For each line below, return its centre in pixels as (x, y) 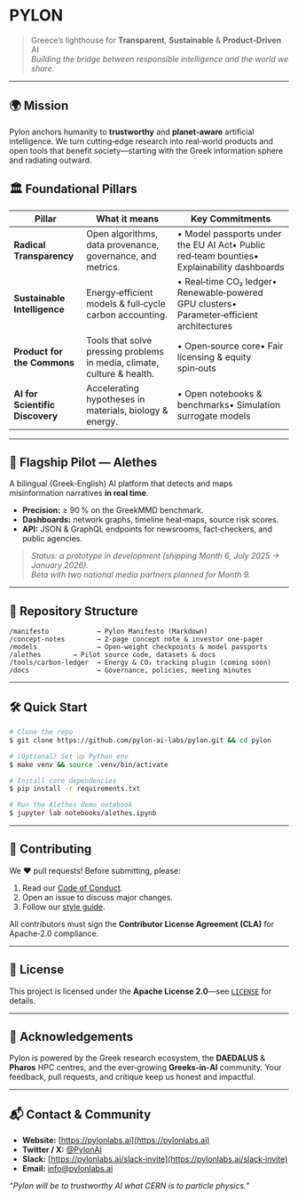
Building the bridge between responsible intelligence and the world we (160, 59)
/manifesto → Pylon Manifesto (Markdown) (109, 632)
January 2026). (59, 565)
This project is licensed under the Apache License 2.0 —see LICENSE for (141, 991)
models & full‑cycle (125, 303)
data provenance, (122, 244)
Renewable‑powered (220, 292)
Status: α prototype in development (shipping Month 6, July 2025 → (155, 556)
